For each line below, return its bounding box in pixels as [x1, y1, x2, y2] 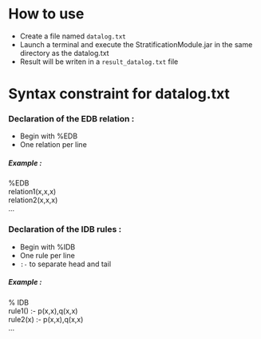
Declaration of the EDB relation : [8, 114, 135, 125]
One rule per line [19, 250, 76, 260]
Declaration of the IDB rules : [8, 224, 122, 235]
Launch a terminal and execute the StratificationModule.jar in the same [19, 39, 253, 49]
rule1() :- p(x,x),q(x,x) [8, 305, 78, 316]
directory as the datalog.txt [19, 48, 109, 58]
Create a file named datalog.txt [19, 31, 126, 41]
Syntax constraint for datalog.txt [8, 85, 230, 103]
